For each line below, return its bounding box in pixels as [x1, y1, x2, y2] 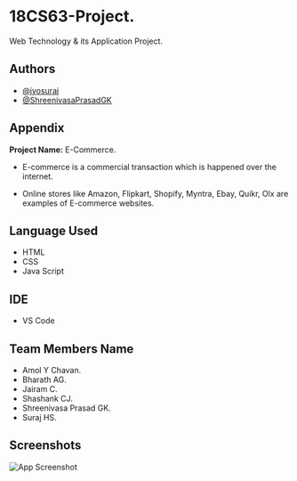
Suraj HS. [21, 412, 57, 422]
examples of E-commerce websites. [21, 198, 155, 208]
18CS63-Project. [9, 6, 135, 27]
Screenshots [9, 438, 82, 453]
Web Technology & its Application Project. [9, 36, 163, 46]
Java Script [21, 265, 64, 277]
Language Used [9, 223, 99, 238]
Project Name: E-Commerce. [9, 144, 116, 155]
